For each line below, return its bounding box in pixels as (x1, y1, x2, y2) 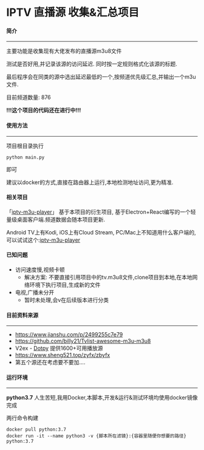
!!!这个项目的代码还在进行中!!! (6, 107, 81, 114)
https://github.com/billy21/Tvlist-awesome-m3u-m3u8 (15, 338, 151, 345)
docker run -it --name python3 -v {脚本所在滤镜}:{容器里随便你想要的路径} (6, 433, 187, 439)
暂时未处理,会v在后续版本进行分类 (24, 296, 109, 304)
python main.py (6, 154, 45, 160)
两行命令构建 (6, 414, 38, 422)
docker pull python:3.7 (6, 426, 67, 433)
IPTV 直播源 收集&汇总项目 (6, 5, 140, 19)
